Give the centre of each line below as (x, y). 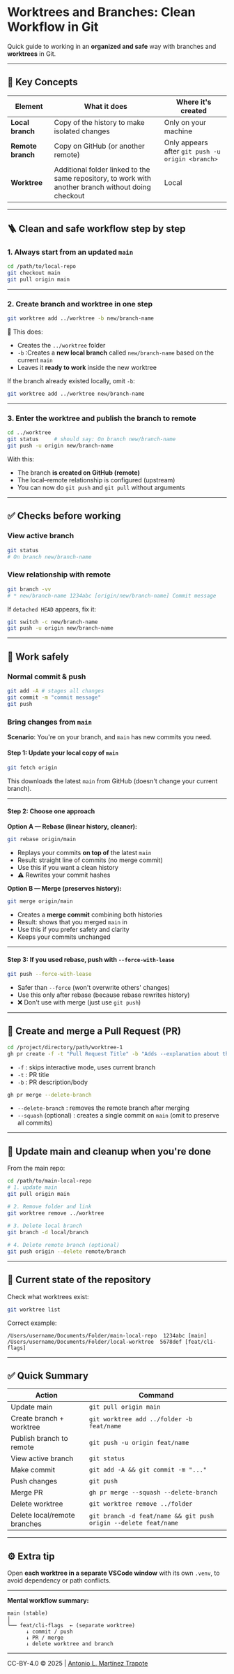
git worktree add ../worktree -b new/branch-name (81, 318)
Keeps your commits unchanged (64, 937)
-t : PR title (33, 1074)
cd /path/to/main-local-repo (49, 1181)
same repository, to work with (103, 178)
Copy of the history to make (99, 122)
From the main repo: (36, 1168)
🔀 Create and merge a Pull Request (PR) (94, 1031)
